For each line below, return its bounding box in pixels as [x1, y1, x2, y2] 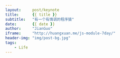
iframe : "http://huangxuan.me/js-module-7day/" [5, 31, 115, 36]
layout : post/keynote [5, 7, 59, 13]
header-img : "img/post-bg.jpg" [5, 36, 71, 41]
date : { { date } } [5, 21, 55, 27]
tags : [5, 40, 17, 45]
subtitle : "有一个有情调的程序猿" [5, 17, 74, 22]
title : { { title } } [5, 12, 57, 17]
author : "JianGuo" [5, 26, 53, 31]
